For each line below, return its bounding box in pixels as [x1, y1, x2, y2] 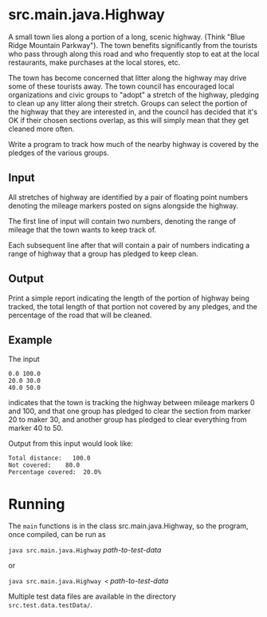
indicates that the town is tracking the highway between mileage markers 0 [8, 398, 255, 408]
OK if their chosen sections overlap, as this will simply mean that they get [8, 115, 249, 125]
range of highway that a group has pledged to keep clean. [8, 249, 199, 258]
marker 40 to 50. [8, 424, 64, 433]
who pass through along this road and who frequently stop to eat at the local [8, 49, 260, 58]
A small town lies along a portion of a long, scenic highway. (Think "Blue [8, 32, 245, 42]
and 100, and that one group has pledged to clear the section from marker [8, 406, 251, 416]
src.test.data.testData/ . [8, 600, 93, 610]
